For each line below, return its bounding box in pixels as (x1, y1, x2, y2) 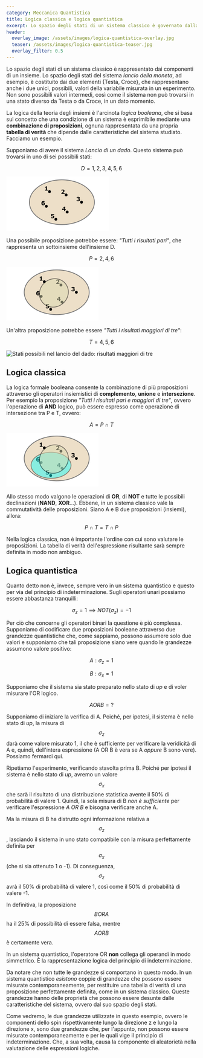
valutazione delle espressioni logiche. (6, 1044, 100, 1051)
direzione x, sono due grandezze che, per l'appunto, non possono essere (6, 1025, 188, 1033)
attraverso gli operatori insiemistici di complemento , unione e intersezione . (6, 390, 196, 397)
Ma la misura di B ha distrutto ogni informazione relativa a (6, 816, 150, 823)
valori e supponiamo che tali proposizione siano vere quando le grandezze (6, 639, 192, 646)
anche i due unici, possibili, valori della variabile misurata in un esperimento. (6, 85, 196, 92)
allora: (6, 512, 22, 519)
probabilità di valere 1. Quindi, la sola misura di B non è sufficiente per (6, 798, 179, 805)
